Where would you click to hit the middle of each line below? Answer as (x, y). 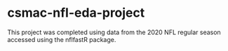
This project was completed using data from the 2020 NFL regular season (114, 32)
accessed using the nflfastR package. (62, 39)
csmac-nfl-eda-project (76, 13)
